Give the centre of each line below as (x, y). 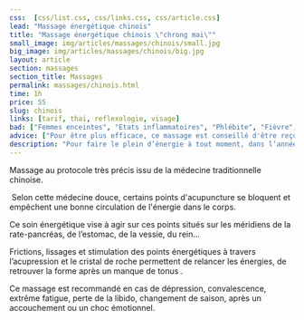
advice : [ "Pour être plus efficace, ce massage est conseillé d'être (143, 136)
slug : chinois (36, 111)
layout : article (40, 60)
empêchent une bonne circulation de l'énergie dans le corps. (123, 207)
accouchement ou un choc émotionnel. (82, 307)
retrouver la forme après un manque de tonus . (96, 271)
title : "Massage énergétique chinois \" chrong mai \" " (113, 34)
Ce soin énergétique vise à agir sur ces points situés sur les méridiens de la (150, 224)
